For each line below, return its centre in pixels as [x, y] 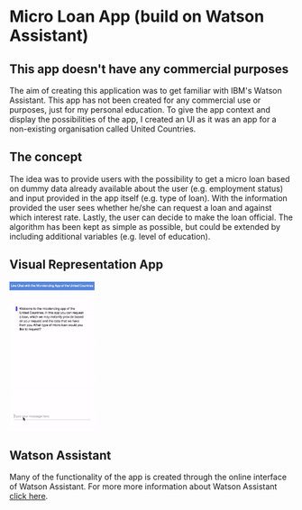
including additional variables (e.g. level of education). [110, 236]
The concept [46, 157]
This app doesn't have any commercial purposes [149, 69]
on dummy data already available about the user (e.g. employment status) [146, 188]
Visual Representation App [87, 264]
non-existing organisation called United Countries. [103, 129]
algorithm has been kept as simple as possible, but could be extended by [145, 226]
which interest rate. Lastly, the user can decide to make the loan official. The [151, 217]
